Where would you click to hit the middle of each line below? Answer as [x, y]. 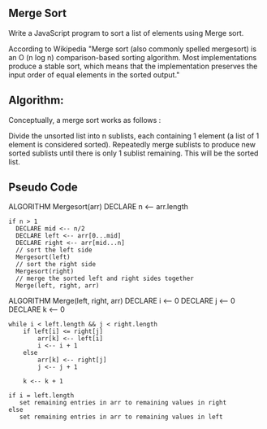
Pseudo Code [43, 188]
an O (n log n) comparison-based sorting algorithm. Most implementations [133, 57]
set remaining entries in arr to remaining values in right [123, 403]
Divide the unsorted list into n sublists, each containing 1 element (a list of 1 [134, 136]
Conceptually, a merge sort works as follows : [85, 120]
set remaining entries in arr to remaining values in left [121, 417]
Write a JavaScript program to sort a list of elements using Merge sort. [126, 33]
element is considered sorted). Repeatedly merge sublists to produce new [132, 144]
